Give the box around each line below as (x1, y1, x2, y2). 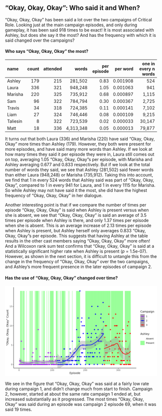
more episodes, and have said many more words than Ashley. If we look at (5, 146, 153, 152)
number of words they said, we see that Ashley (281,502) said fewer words (5, 167, 154, 173)
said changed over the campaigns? (5, 37, 75, 43)
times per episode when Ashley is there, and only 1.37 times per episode (5, 218, 149, 224)
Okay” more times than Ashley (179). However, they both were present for (5, 141, 151, 147)
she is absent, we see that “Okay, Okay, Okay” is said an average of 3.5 (5, 212, 147, 218)
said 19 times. (5, 406, 32, 412)
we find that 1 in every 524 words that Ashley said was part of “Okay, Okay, (5, 177, 154, 183)
